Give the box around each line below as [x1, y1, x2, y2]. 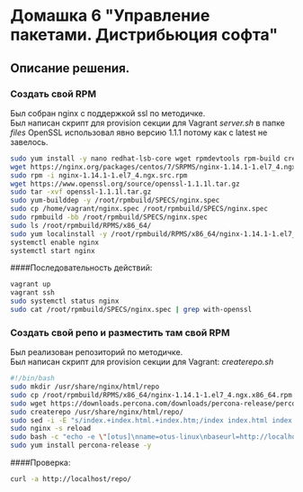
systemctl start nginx [10, 246, 95, 255]
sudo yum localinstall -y [10, 229, 107, 239]
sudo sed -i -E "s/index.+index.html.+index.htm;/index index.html [10, 415, 269, 424]
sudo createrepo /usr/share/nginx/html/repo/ [10, 407, 183, 416]
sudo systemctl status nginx [10, 296, 120, 306]
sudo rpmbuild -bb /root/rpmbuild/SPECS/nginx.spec [10, 213, 208, 222]
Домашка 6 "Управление [10, 5, 210, 26]
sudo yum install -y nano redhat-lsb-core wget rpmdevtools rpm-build [10, 154, 281, 163]
